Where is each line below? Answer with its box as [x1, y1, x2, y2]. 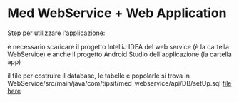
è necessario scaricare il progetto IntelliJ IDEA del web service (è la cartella [7, 42, 230, 51]
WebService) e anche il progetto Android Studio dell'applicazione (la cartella [7, 50, 232, 58]
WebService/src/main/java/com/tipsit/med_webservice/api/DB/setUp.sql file [7, 78, 232, 87]
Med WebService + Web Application [7, 5, 227, 21]
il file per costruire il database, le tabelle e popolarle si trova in [7, 71, 190, 80]
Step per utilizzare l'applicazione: [7, 29, 106, 37]
